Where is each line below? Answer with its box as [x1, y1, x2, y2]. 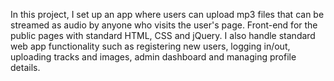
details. [10, 62, 41, 73]
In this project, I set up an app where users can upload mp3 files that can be [10, 9, 325, 20]
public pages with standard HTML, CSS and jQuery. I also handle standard [10, 30, 316, 41]
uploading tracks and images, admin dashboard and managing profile [10, 51, 297, 63]
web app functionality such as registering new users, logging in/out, [10, 40, 291, 52]
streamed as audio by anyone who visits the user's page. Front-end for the [10, 19, 318, 31]
